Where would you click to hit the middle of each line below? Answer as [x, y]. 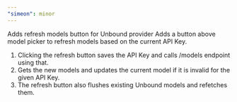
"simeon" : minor [31, 14]
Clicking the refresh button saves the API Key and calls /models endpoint [124, 55]
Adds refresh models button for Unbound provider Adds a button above [111, 34]
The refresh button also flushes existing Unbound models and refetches [122, 84]
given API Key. [39, 77]
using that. [33, 62]
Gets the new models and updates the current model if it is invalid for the [124, 70]
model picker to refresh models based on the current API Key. [97, 41]
